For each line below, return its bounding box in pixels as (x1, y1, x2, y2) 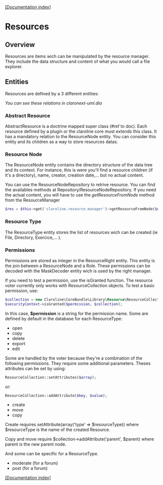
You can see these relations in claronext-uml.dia (5, 100, 102, 106)
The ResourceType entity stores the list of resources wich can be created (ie (5, 229, 158, 235)
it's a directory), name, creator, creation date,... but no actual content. (5, 172, 144, 178)
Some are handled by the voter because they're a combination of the (5, 355, 143, 361)
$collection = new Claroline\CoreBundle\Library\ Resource (5, 297, 125, 302)
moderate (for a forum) (12, 460, 58, 466)
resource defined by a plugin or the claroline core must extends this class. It (5, 128, 157, 134)
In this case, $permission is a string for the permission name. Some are (5, 310, 148, 316)
